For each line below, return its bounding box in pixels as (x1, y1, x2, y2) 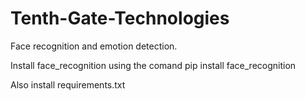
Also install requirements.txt (10, 78, 126, 91)
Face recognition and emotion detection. (10, 40, 178, 52)
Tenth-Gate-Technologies (10, 7, 230, 30)
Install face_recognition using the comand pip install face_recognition (10, 59, 297, 71)
